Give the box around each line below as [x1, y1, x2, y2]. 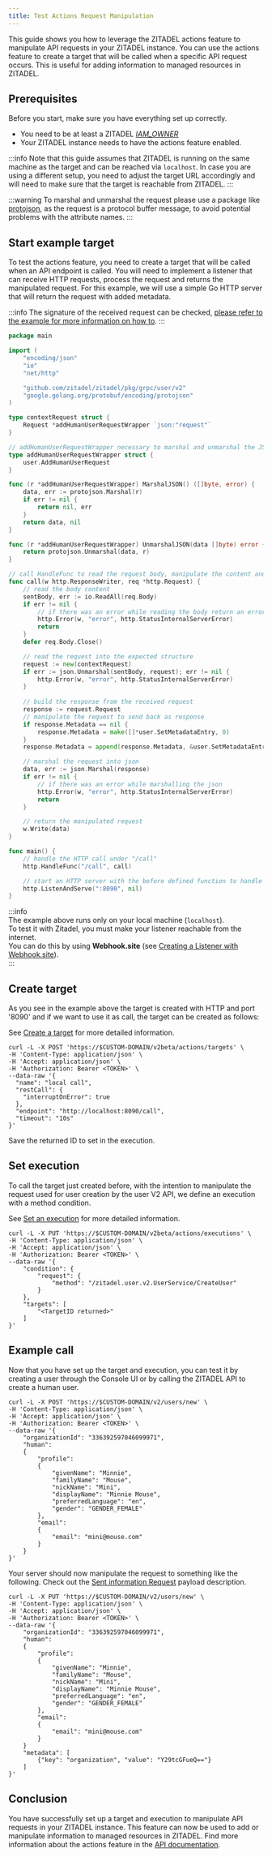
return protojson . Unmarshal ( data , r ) [23, 548, 151, 556]
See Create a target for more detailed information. [8, 1027, 175, 1038]
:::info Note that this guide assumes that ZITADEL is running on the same [8, 153, 250, 163]
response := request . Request [23, 705, 121, 714]
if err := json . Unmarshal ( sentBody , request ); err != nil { [23, 667, 230, 675]
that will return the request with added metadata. [8, 292, 172, 302]
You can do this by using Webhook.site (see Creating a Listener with [8, 941, 239, 951]
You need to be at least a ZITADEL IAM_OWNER [19, 129, 179, 139]
